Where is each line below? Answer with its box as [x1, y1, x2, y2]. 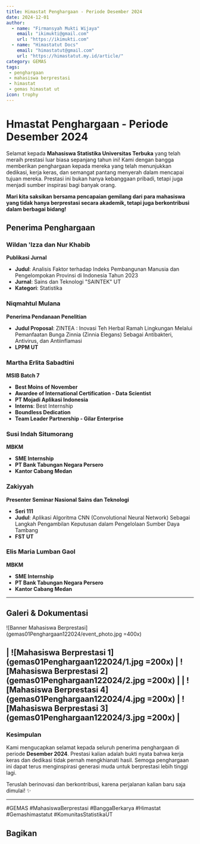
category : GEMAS [6, 58, 46, 64]
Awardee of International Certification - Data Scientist [14, 389, 152, 396]
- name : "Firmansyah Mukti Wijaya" [11, 25, 100, 32]
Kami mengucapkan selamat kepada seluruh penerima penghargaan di [6, 744, 180, 751]
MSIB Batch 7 [6, 371, 40, 379]
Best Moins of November [14, 383, 78, 390]
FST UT [14, 533, 34, 540]
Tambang [14, 526, 39, 533]
